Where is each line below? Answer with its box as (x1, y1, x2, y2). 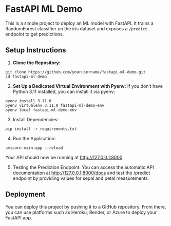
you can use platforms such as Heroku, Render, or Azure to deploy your (5, 209, 157, 215)
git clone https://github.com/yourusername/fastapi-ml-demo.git (5, 69, 146, 74)
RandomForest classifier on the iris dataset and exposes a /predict (5, 25, 148, 31)
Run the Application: (12, 135, 56, 141)
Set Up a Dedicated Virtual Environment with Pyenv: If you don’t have (12, 83, 163, 89)
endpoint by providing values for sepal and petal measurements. (12, 175, 149, 181)
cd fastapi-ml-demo (5, 74, 47, 79)
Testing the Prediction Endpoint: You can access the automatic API (12, 164, 154, 170)
